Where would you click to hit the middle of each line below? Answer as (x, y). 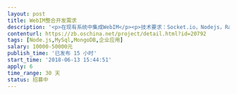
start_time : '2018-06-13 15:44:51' (60, 60)
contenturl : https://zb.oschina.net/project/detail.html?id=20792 (107, 34)
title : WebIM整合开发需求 (42, 20)
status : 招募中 (28, 80)
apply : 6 (20, 66)
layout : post (26, 14)
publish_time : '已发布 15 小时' (52, 54)
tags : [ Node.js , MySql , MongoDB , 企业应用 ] (65, 40)
